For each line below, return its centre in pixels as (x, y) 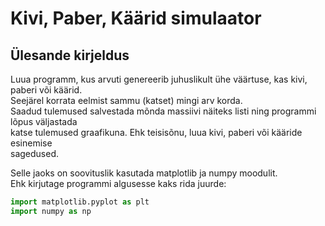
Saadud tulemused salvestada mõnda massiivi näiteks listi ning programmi (163, 111)
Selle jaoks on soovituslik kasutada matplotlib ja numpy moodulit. (144, 173)
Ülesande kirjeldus (70, 55)
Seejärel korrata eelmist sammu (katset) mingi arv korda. (126, 100)
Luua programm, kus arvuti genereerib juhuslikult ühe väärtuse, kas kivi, (159, 79)
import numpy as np (51, 211)
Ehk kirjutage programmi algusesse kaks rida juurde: (118, 183)
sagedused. (35, 153)
